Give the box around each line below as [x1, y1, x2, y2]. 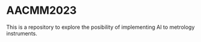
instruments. [6, 29, 37, 37]
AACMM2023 [6, 4, 77, 17]
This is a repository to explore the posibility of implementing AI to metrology [6, 23, 195, 31]
